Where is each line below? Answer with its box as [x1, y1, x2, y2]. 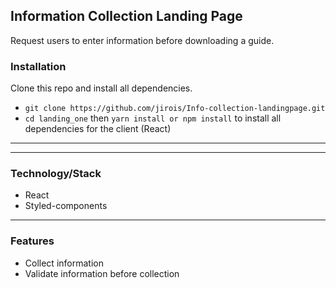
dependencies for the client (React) [24, 123, 172, 135]
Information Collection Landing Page [10, 8, 243, 25]
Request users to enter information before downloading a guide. [10, 34, 275, 46]
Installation [10, 59, 67, 73]
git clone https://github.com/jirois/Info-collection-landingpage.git [24, 104, 326, 114]
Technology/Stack [10, 167, 102, 181]
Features [10, 234, 55, 248]
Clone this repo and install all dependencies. [10, 82, 193, 94]
